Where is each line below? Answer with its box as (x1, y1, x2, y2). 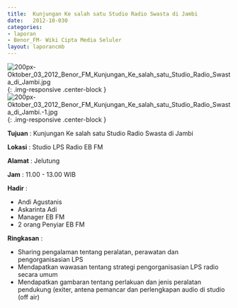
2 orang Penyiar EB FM (17, 220, 85, 229)
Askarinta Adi (17, 205, 57, 213)
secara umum (17, 270, 58, 278)
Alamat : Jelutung (7, 156, 60, 165)
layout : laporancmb (7, 43, 65, 50)
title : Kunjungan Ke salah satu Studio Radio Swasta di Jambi (7, 10, 198, 18)
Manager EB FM (17, 213, 65, 221)
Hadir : (7, 184, 28, 192)
